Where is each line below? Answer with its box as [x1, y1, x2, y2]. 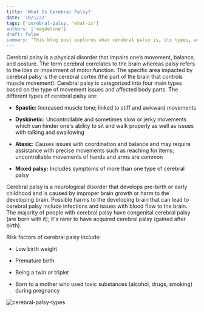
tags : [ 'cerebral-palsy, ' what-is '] [6, 20, 99, 26]
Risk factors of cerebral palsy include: [6, 234, 101, 241]
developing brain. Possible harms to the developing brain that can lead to [6, 196, 189, 203]
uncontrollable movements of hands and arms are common [15, 153, 163, 161]
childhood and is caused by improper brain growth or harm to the [6, 190, 170, 197]
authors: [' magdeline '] [6, 25, 67, 32]
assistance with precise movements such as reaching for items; [15, 147, 174, 154]
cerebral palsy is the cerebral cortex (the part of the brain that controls [6, 73, 183, 80]
